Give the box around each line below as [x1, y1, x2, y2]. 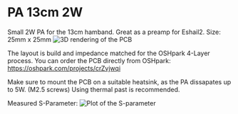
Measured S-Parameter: [7, 98, 78, 107]
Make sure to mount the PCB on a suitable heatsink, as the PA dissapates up [7, 77, 232, 86]
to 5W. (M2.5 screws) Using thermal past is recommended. [7, 85, 180, 93]
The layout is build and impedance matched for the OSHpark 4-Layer [7, 49, 210, 57]
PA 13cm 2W [7, 4, 83, 21]
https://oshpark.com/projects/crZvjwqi [7, 64, 121, 72]
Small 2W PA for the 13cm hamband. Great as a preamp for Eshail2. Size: [7, 28, 221, 36]
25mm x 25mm [7, 35, 52, 43]
